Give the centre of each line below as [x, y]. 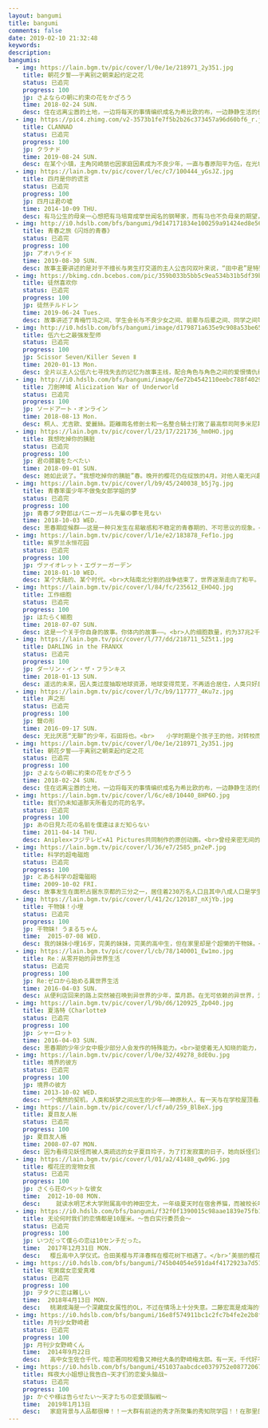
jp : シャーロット [48, 1033]
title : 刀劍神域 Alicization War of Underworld [101, 387]
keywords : [25, 46]
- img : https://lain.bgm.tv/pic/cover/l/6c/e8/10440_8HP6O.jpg [122, 795]
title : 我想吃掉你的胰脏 [59, 439]
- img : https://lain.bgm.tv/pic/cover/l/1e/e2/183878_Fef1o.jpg [124, 536]
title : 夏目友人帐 [50, 1115]
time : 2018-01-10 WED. [60, 573]
